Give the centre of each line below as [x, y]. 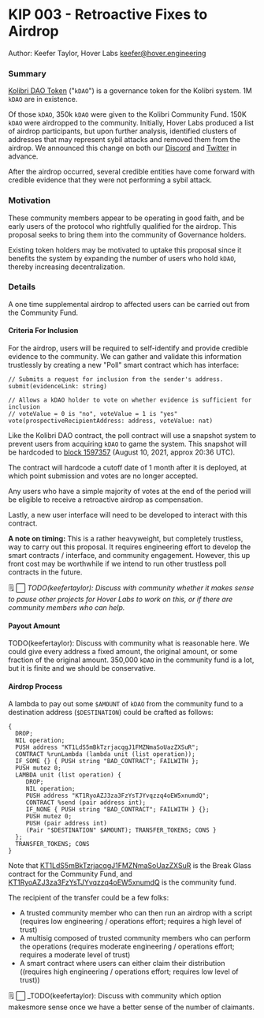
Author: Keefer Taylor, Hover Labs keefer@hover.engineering [107, 53]
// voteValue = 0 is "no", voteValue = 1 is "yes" [93, 414]
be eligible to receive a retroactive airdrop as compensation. [106, 500]
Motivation [30, 200]
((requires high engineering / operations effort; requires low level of [129, 971]
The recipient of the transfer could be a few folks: [89, 898]
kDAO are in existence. [43, 99]
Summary [28, 73]
